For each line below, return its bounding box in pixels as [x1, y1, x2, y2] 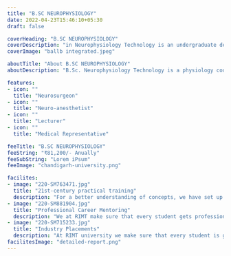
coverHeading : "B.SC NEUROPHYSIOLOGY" [7, 35, 118, 42]
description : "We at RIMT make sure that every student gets [13, 213, 192, 220]
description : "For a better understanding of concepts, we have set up [13, 193, 223, 200]
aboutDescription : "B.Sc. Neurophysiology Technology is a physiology [7, 67, 214, 74]
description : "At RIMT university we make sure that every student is [13, 232, 220, 239]
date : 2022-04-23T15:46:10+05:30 [7, 17, 103, 23]
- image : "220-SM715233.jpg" [7, 220, 91, 226]
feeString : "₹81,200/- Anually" [7, 149, 100, 156]
